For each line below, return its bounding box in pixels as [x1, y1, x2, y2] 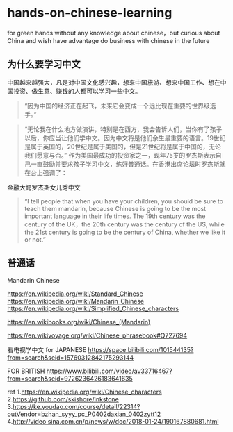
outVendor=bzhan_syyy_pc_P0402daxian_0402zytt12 [7, 410, 161, 418]
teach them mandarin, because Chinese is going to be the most [24, 204, 207, 213]
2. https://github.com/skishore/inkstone [7, 394, 120, 404]
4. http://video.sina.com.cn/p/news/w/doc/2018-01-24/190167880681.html [7, 417, 219, 425]
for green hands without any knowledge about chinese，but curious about [7, 28, 220, 37]
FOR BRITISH [7, 367, 45, 375]
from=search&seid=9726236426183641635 [7, 374, 134, 383]
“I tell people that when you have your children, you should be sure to [24, 197, 224, 206]
